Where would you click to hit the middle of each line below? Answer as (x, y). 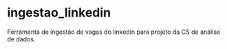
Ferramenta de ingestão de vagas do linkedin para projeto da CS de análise (114, 32)
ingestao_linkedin (59, 13)
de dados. (21, 39)
